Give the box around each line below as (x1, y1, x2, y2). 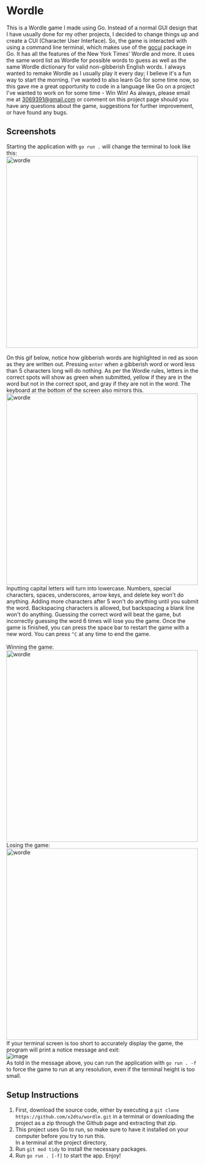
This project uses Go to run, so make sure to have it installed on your (15, 1126, 188, 1133)
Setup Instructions (6, 1090, 79, 1101)
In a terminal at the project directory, (15, 1139, 107, 1146)
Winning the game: (6, 643, 54, 651)
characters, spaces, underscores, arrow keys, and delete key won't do (6, 591, 184, 598)
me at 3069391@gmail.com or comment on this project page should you (6, 96, 188, 103)
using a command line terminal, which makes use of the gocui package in (6, 44, 192, 51)
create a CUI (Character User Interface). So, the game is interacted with (6, 37, 187, 44)
